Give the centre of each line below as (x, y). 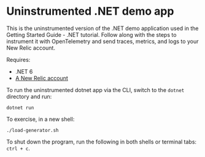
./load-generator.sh (33, 130)
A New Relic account (42, 78)
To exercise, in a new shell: (41, 119)
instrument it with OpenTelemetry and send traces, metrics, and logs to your (102, 41)
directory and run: (29, 96)
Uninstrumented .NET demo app (90, 11)
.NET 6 (24, 71)
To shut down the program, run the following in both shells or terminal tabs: (102, 142)
